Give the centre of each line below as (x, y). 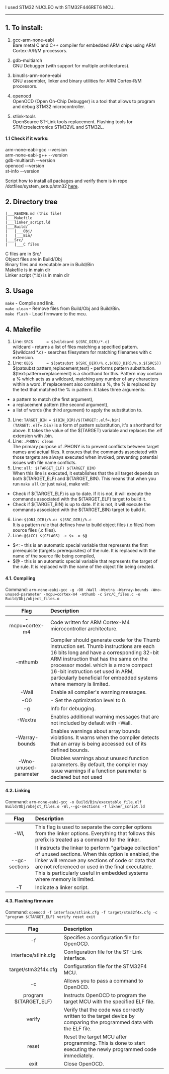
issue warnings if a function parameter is (98, 771)
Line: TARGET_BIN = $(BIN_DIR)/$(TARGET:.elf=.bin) (67, 420)
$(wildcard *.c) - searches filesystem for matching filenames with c (82, 352)
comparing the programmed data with (108, 1022)
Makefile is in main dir (28, 270)
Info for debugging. (73, 708)
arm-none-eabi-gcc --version (36, 150)
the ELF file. (78, 1029)
